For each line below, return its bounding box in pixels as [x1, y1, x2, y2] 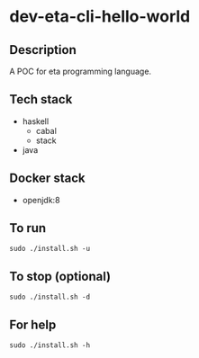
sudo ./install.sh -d [9, 292, 91, 302]
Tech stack [9, 92, 73, 107]
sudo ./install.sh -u [9, 245, 91, 254]
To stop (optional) [9, 268, 111, 284]
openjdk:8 [22, 194, 60, 205]
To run [9, 220, 47, 236]
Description [9, 42, 77, 58]
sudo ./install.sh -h [9, 341, 91, 350]
